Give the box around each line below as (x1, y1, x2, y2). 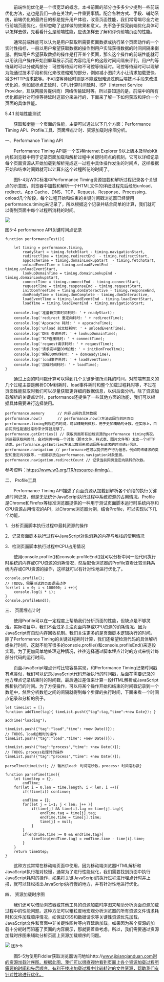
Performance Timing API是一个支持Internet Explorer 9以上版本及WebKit (14, 148, 158, 154)
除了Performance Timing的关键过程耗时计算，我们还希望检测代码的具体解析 (5, 636, 158, 642)
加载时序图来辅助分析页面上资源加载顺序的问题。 (5, 933, 103, 938)
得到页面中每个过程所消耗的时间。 (9, 207, 78, 213)
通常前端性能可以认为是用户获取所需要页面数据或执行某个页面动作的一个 (14, 39, 159, 45)
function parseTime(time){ (5, 772, 60, 777)
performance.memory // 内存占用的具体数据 (5, 411, 97, 416)
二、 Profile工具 (5, 478, 37, 483)
